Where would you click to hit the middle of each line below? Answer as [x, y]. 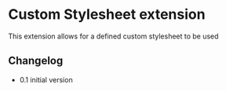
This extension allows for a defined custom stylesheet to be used [113, 36]
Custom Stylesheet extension [107, 15]
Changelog [36, 61]
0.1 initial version [46, 79]
